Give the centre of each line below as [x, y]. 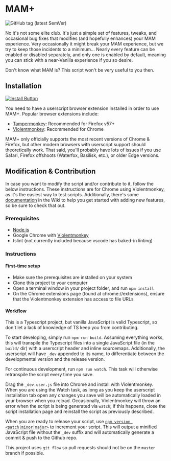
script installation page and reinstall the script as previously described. [80, 411]
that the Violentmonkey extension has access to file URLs [73, 299]
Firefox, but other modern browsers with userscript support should [76, 144]
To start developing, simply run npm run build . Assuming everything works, [85, 337]
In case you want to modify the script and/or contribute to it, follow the [80, 183]
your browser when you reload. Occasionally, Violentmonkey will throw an [83, 401]
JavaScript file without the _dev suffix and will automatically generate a [80, 432]
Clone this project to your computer [50, 283]
